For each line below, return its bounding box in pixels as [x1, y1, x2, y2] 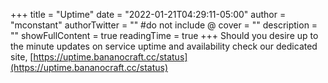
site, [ [10, 51, 34, 63]
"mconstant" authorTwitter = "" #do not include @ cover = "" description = [10, 19, 318, 31]
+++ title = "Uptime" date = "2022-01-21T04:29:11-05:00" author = [10, 9, 287, 20]
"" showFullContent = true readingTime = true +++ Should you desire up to [10, 30, 319, 41]
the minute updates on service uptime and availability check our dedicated [10, 40, 318, 52]
